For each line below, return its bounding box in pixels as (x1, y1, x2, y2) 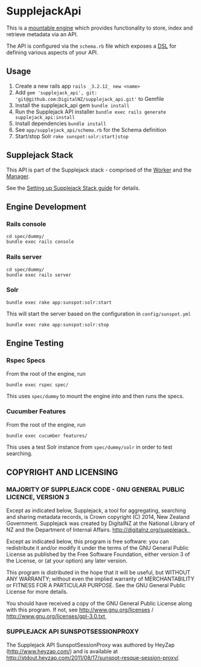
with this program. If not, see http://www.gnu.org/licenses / (6, 606, 154, 613)
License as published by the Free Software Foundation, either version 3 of (6, 550, 190, 558)
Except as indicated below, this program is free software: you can (6, 538, 169, 545)
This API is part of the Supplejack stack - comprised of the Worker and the (6, 166, 192, 173)
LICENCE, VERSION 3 (6, 493, 69, 501)
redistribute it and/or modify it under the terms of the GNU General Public (6, 544, 189, 551)
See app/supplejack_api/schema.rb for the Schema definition (14, 126, 167, 134)
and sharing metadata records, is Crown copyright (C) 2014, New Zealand (6, 513, 190, 520)
